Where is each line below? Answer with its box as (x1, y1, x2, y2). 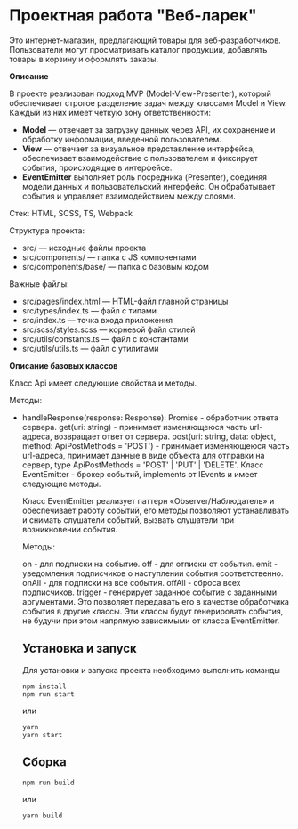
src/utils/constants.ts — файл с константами (21, 333, 189, 344)
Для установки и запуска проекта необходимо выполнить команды (21, 664, 280, 675)
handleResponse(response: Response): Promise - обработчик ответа (21, 411, 278, 423)
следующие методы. (21, 478, 101, 489)
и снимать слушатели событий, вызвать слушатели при (21, 514, 235, 525)
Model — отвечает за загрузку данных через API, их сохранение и (21, 124, 276, 134)
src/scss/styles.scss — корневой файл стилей (21, 324, 196, 335)
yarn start (21, 730, 63, 739)
